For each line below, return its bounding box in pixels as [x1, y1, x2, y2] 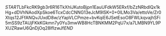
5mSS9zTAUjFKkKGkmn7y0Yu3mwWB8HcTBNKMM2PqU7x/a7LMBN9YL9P [5, 20, 161, 26]
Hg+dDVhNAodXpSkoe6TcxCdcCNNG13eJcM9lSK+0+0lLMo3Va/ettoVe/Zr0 [5, 9, 162, 15]
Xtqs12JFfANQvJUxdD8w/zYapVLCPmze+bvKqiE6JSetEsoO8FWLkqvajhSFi [5, 15, 161, 20]
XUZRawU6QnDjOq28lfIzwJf [5, 25, 64, 31]
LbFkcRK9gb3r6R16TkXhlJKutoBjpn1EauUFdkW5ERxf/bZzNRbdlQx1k [19, 4, 161, 10]
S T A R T [5, 4, 19, 10]
